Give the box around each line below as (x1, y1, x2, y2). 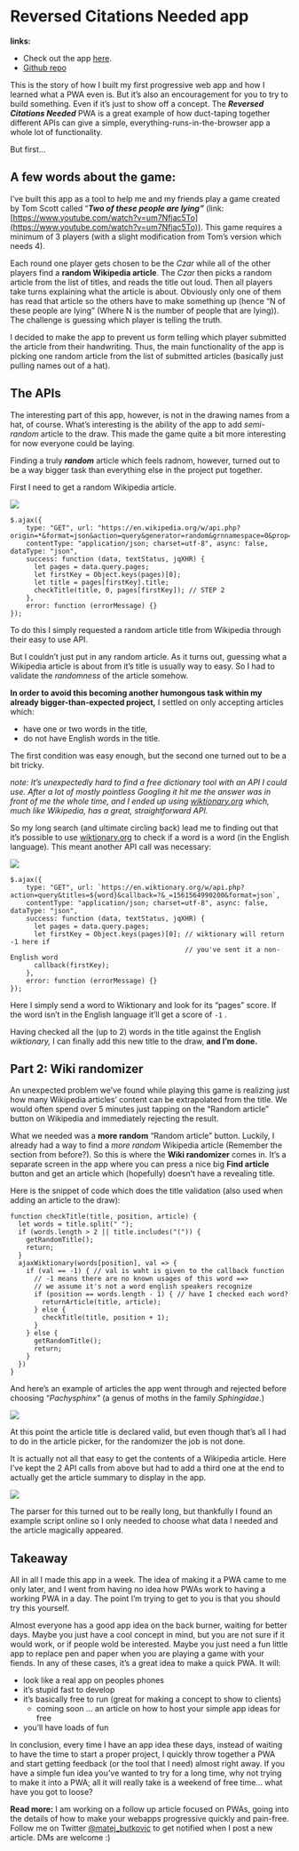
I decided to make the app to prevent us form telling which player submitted (10, 332, 287, 342)
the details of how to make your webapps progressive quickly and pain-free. (10, 1814, 289, 1824)
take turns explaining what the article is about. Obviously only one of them (10, 286, 282, 297)
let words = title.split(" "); (18, 1220, 134, 1229)
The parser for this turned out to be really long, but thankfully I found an (10, 1506, 273, 1517)
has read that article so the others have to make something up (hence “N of (10, 295, 287, 306)
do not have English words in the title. (22, 733, 161, 743)
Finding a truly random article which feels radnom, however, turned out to (10, 455, 280, 466)
